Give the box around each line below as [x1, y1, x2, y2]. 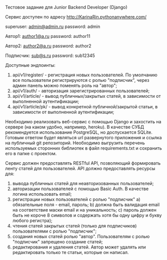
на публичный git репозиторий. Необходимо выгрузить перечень [5, 140, 145, 146]
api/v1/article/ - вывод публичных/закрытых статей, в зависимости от [12, 93, 161, 99]
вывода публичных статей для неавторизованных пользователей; [12, 181, 154, 186]
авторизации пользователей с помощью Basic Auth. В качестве [12, 186, 149, 192]
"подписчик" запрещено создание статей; [12, 239, 103, 245]
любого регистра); [12, 218, 52, 224]
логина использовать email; [12, 191, 72, 197]
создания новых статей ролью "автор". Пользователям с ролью [12, 234, 150, 239]
